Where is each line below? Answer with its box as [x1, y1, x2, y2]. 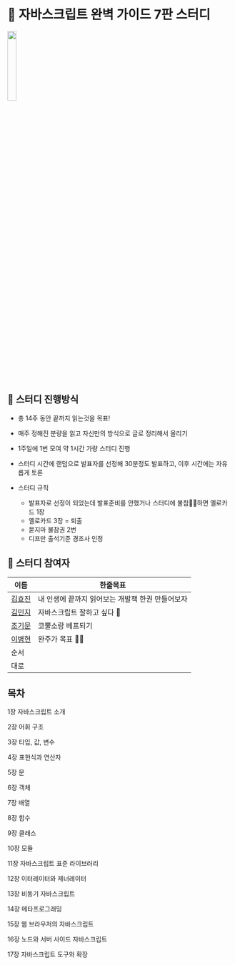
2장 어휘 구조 [7, 722, 44, 732]
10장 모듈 [7, 844, 34, 853]
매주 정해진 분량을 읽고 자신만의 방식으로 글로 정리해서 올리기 [17, 429, 188, 438]
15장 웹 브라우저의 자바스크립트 [7, 920, 94, 929]
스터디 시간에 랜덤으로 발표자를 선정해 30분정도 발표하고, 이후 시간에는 [17, 459, 215, 468]
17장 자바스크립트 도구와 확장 [7, 950, 88, 959]
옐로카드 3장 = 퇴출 [28, 516, 83, 525]
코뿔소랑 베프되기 [38, 620, 93, 630]
